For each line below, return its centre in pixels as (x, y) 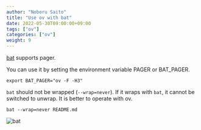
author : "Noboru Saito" (37, 12)
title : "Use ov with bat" (39, 18)
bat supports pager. (31, 58)
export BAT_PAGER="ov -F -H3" (45, 81)
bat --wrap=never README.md (42, 110)
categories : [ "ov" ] (31, 35)
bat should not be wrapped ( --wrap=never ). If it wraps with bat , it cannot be (100, 92)
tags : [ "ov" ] (23, 29)
